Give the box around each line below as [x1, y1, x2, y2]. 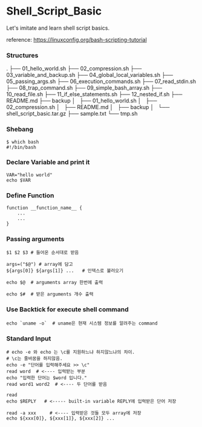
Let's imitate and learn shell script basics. [6, 24, 110, 31]
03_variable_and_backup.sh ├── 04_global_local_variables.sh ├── [6, 71, 174, 79]
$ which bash [6, 139, 39, 145]
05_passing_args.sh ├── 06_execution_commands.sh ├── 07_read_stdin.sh [6, 78, 197, 85]
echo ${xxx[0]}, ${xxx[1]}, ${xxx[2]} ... [6, 415, 115, 422]
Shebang [6, 125, 34, 134]
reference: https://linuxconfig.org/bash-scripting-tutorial [6, 36, 147, 43]
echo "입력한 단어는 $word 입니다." [6, 375, 87, 381]
